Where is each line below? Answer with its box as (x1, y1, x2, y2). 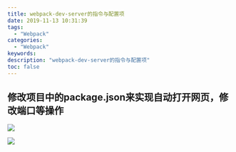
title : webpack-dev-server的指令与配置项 (7, 10, 125, 18)
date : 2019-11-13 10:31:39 (7, 17, 88, 24)
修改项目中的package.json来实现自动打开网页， (7, 92, 220, 104)
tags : (7, 23, 24, 31)
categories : (7, 37, 43, 44)
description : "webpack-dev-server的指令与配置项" (7, 57, 150, 64)
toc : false (7, 63, 40, 70)
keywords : (7, 50, 37, 58)
